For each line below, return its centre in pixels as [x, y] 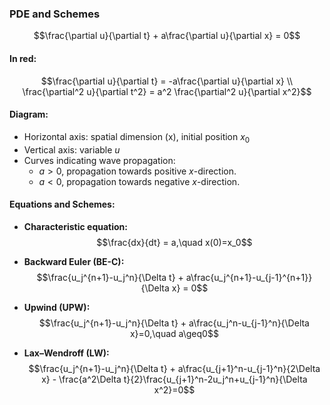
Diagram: [29, 114]
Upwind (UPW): [57, 307]
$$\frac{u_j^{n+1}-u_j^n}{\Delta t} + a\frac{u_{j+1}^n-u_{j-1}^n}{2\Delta [174, 368]
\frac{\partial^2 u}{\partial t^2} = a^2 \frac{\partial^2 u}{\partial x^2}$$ [167, 91]
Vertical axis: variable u [72, 149]
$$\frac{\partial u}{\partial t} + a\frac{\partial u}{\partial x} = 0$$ [167, 36]
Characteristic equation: [75, 226]
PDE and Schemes [55, 14]
